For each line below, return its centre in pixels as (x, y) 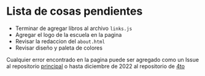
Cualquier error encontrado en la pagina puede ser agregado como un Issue (103, 59)
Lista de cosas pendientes (75, 11)
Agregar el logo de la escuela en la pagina (68, 34)
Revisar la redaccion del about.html (60, 41)
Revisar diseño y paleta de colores (59, 48)
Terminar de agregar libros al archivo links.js (74, 28)
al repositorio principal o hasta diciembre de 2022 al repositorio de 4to (96, 66)
